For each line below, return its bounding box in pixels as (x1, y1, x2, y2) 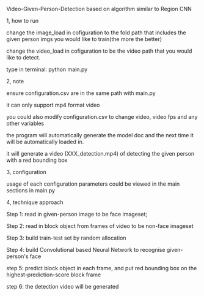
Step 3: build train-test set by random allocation (6, 234, 126, 241)
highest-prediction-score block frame (6, 271, 101, 278)
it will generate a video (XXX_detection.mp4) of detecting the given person (6, 150, 195, 157)
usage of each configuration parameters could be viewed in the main (6, 180, 180, 188)
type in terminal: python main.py (6, 66, 88, 73)
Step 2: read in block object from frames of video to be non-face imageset (6, 222, 194, 229)
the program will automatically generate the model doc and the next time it (6, 132, 194, 139)
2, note (6, 78, 24, 85)
